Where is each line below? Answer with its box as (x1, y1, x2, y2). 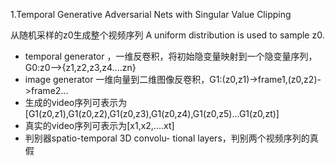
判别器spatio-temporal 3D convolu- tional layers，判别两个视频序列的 (24, 132, 310, 144)
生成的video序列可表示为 (24, 97, 128, 108)
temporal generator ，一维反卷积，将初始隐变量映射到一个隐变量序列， (24, 50, 318, 62)
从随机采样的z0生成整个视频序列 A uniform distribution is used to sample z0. (10, 29, 325, 41)
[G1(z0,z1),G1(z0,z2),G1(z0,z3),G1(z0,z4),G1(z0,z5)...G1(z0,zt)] (24, 108, 280, 119)
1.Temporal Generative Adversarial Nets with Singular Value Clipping (10, 9, 292, 20)
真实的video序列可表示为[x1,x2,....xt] (24, 120, 175, 131)
